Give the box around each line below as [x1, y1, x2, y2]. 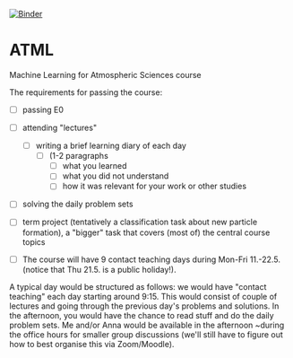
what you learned [62, 161, 127, 171]
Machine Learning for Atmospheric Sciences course [9, 69, 202, 80]
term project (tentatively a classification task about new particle [22, 216, 258, 228]
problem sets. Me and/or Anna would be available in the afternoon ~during [9, 319, 285, 330]
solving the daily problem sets [22, 198, 134, 210]
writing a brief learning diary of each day [35, 140, 186, 152]
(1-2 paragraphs [48, 151, 109, 162]
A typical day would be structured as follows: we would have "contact [9, 281, 267, 292]
